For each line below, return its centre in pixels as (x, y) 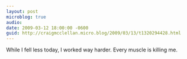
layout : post (22, 11)
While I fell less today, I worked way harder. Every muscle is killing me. (92, 50)
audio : (14, 22)
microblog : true (26, 17)
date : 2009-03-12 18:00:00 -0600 (47, 28)
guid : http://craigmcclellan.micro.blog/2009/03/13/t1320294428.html (94, 33)
